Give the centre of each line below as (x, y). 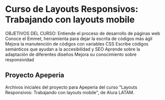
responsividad (20, 59)
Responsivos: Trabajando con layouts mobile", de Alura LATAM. (70, 92)
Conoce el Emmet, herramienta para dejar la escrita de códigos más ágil (79, 39)
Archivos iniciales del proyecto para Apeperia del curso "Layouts (71, 87)
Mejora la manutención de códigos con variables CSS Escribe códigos (77, 44)
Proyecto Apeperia (35, 75)
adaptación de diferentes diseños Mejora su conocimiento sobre (71, 54)
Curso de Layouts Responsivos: (72, 9)
